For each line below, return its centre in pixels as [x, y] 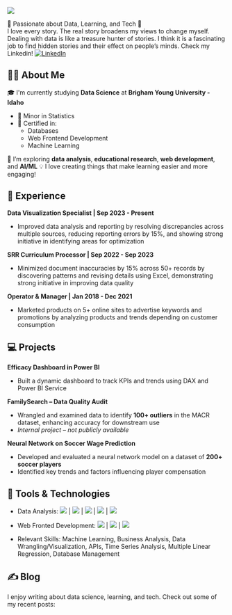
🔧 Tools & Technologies [59, 494]
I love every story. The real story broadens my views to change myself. [108, 31]
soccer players [39, 464]
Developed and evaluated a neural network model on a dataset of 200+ [120, 457]
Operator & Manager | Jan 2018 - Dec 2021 [70, 296]
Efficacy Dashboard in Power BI [53, 367]
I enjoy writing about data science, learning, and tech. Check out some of [112, 597]
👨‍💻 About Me [36, 75]
